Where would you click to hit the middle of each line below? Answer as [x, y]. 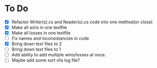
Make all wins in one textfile [39, 27]
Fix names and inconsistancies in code [50, 38]
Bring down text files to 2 [37, 44]
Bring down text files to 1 [36, 50]
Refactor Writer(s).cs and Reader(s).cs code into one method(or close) [82, 22]
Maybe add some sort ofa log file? [46, 60]
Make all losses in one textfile [41, 33]
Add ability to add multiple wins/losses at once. [59, 55]
